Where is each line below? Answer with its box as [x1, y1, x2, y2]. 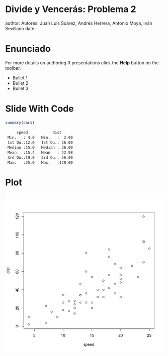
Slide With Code [5, 103, 74, 114]
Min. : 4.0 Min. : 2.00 [7, 135, 73, 140]
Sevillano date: [5, 25, 36, 31]
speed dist [16, 130, 62, 135]
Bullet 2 [12, 80, 29, 86]
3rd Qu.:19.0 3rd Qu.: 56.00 [7, 155, 73, 160]
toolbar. [5, 65, 21, 71]
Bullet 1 [12, 74, 28, 81]
